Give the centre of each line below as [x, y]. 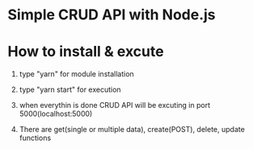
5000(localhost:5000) [56, 114]
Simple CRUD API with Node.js [112, 15]
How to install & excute [86, 52]
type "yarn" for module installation [76, 74]
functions [35, 138]
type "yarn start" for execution [70, 89]
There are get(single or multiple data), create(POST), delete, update [132, 130]
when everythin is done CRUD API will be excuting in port [115, 106]
